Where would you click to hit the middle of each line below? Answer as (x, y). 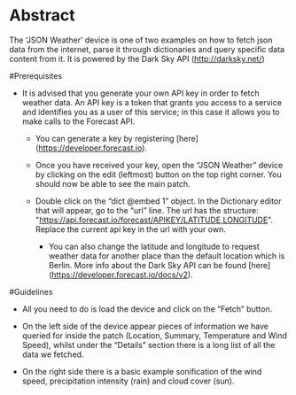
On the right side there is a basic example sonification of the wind (142, 371)
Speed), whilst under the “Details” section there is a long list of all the (148, 345)
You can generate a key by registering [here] (117, 138)
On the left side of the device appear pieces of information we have (145, 326)
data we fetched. (53, 354)
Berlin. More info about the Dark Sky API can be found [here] (160, 265)
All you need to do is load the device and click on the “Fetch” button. (147, 309)
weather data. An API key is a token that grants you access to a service (152, 102)
